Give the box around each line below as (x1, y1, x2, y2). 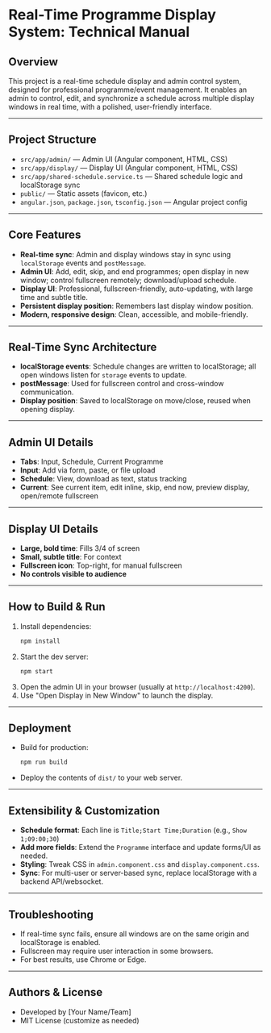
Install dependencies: (19, 621, 92, 631)
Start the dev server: (19, 652, 89, 661)
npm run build (19, 758, 68, 767)
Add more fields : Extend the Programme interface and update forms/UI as (19, 843, 261, 852)
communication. (19, 387, 74, 397)
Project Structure (8, 133, 97, 147)
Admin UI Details (8, 435, 94, 449)
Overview (8, 55, 59, 69)
